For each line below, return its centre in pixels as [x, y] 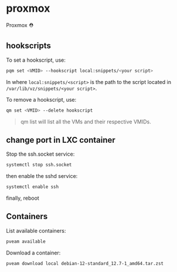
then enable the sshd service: [42, 176]
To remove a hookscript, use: [41, 99]
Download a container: [33, 253]
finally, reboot [23, 198]
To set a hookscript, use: [36, 60]
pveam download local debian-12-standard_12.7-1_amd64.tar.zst [85, 263]
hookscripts [29, 46]
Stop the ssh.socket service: [40, 154]
